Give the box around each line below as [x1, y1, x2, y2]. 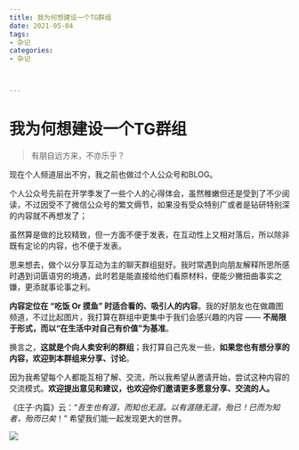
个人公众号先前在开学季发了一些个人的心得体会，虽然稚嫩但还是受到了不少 [9, 188, 282, 199]
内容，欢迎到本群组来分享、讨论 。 [9, 353, 134, 364]
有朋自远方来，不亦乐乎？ [30, 150, 125, 160]
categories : [9, 46, 53, 55]
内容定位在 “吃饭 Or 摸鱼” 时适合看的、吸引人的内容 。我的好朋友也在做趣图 [9, 300, 284, 311]
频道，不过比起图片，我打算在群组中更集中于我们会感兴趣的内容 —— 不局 [9, 311, 279, 322]
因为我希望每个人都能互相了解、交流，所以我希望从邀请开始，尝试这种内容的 [9, 372, 290, 382]
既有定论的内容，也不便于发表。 [9, 240, 126, 250]
